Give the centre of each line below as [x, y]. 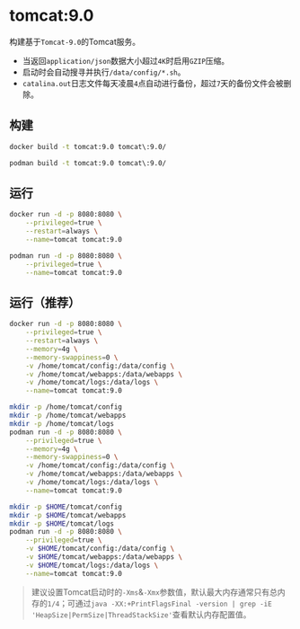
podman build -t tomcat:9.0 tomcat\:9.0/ [88, 163]
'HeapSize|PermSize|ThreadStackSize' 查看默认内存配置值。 [141, 614]
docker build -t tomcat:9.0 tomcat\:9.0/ [88, 146]
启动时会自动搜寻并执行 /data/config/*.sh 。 [104, 72]
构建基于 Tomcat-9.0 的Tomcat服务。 [75, 41]
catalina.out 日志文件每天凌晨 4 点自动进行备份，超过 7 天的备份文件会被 [153, 83]
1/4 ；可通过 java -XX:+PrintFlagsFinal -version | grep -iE [159, 603]
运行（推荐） [45, 302]
